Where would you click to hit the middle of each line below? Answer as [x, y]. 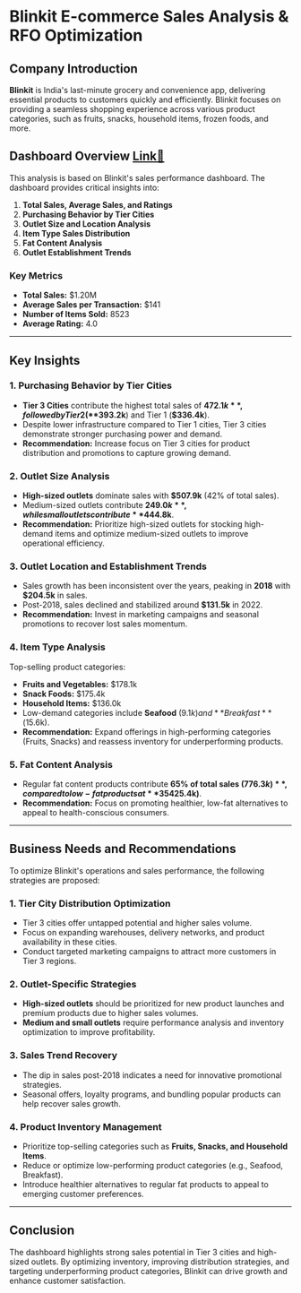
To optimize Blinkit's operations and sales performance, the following [137, 870]
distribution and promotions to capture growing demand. [126, 453]
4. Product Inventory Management [86, 1126]
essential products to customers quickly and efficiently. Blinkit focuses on [145, 99]
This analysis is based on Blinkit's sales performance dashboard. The [138, 177]
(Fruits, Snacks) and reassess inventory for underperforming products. [153, 741]
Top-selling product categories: [68, 667]
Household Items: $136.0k [72, 703]
